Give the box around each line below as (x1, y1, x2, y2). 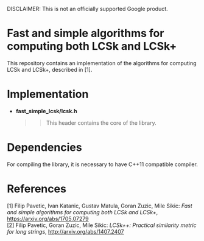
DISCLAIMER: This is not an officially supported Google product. (7, 5, 168, 12)
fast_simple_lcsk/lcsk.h (15, 107, 78, 114)
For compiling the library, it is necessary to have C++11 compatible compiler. (7, 161, 199, 168)
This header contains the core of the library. (46, 119, 157, 127)
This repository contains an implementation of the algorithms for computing (7, 59, 197, 66)
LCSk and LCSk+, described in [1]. (7, 66, 93, 73)
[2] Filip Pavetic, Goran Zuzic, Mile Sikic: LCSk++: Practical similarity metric (7, 222, 197, 229)
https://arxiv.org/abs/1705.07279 (7, 215, 89, 222)
